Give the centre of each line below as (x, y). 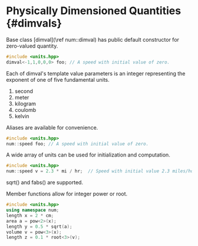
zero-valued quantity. (32, 46)
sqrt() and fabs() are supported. (45, 182)
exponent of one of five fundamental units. (58, 79)
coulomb (25, 109)
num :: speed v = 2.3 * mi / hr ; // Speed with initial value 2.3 (88, 171)
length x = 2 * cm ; (30, 215)
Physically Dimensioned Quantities (94, 11)
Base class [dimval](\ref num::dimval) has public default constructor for (93, 39)
